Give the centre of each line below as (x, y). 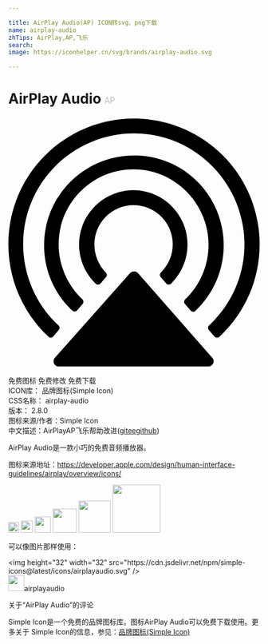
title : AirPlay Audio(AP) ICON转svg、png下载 (83, 22)
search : (21, 45)
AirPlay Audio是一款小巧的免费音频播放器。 (79, 447)
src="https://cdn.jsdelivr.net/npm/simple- (177, 563)
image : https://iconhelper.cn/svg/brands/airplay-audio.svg (110, 53)
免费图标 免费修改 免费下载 (52, 381)
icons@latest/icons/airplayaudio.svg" (70, 571)
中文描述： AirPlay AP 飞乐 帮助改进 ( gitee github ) (84, 431)
